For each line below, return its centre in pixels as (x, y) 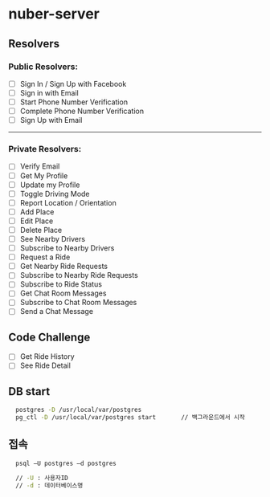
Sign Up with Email (51, 120)
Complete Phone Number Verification (82, 111)
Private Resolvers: (45, 149)
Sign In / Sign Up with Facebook (73, 84)
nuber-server (54, 14)
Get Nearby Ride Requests (64, 267)
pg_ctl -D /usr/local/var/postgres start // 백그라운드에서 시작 (130, 418)
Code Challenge (49, 337)
